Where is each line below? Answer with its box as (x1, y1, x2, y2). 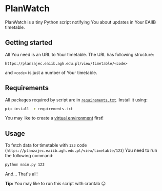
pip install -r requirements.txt (5, 106, 73, 111)
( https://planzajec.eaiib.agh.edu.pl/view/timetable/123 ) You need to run (5, 147, 158, 153)
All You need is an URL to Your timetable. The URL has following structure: (5, 51, 155, 57)
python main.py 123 (5, 162, 45, 167)
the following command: (5, 153, 54, 159)
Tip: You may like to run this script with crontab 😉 (5, 181, 106, 187)
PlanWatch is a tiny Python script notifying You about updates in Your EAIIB (5, 19, 156, 25)
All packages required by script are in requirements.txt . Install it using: (5, 96, 148, 103)
